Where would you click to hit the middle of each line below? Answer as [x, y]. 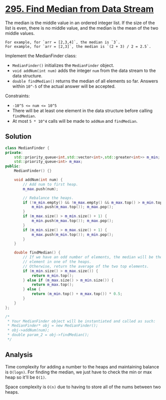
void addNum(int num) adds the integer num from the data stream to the [84, 71]
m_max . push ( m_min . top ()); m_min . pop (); [72, 235]
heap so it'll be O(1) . [26, 377]
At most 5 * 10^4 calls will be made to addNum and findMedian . [75, 121]
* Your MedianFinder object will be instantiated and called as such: [81, 321]
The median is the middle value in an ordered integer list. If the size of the [80, 23]
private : [14, 152]
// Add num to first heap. [51, 184]
